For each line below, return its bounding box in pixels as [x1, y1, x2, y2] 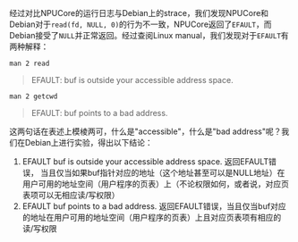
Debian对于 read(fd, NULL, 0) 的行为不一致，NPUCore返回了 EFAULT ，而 [9, 19, 272, 29]
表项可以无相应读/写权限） [21, 190, 120, 200]
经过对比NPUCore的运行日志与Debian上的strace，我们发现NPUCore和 [9, 8, 269, 18]
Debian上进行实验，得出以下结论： [24, 138, 154, 147]
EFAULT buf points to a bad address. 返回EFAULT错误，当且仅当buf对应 [21, 201, 286, 212]
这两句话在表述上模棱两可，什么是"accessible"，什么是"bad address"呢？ [9, 126, 282, 137]
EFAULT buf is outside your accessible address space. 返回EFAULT [21, 156, 269, 167]
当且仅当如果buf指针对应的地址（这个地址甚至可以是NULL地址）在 [39, 168, 285, 178]
